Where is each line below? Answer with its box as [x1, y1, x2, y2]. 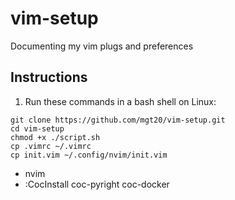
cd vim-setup [10, 123, 65, 134]
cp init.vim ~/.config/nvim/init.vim [10, 150, 168, 160]
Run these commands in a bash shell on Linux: [24, 95, 217, 107]
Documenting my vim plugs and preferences [10, 40, 194, 52]
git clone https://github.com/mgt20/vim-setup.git [10, 115, 226, 125]
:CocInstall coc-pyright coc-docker [24, 178, 170, 190]
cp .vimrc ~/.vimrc [10, 141, 92, 151]
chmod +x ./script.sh [10, 132, 101, 142]
